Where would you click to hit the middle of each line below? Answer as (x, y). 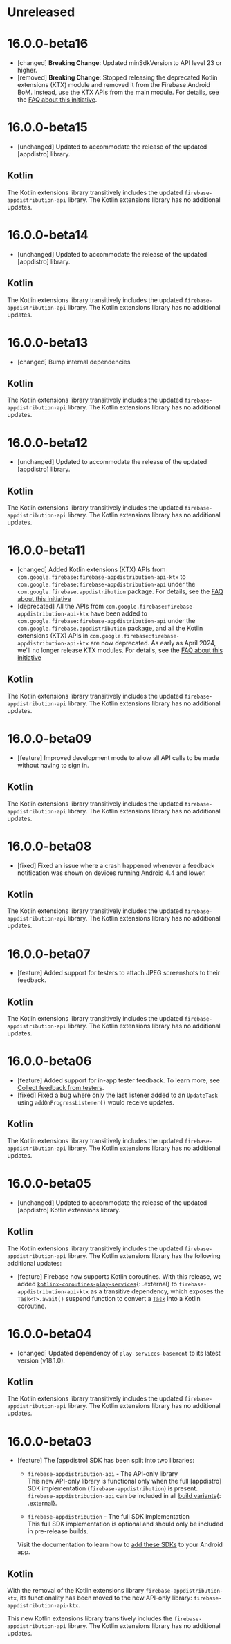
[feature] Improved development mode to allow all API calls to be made (118, 757)
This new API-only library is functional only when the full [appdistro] (124, 1481)
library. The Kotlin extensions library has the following (144, 1255)
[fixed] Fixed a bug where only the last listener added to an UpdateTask (118, 1095)
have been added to (119, 613)
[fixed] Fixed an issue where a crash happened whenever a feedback (116, 865)
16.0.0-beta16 (48, 44)
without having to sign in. (53, 765)
